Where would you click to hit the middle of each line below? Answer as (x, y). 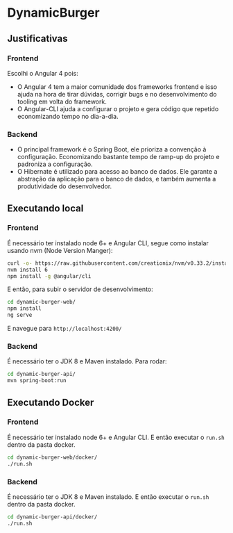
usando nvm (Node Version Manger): (60, 250)
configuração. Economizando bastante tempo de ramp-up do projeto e (118, 157)
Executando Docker (51, 402)
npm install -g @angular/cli (49, 276)
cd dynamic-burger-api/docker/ (52, 517)
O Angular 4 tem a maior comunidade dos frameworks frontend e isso (117, 87)
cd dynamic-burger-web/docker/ (52, 457)
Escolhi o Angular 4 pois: (43, 73)
